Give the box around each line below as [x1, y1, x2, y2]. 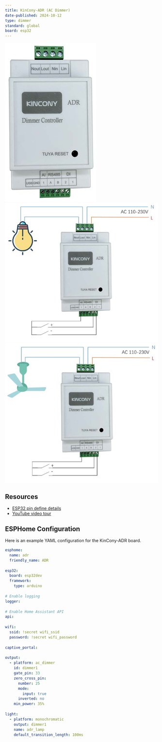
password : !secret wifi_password [9, 635, 77, 639]
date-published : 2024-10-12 [5, 13, 62, 18]
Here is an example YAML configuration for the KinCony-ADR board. [5, 538, 142, 543]
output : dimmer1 [14, 722, 47, 727]
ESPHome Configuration [5, 525, 81, 533]
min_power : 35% [14, 702, 45, 707]
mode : [17, 686, 29, 691]
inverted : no [17, 696, 45, 701]
